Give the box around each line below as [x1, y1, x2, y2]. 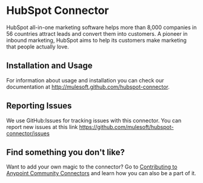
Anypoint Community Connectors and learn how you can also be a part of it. [6, 170, 196, 177]
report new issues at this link [6, 123, 78, 130]
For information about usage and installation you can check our [6, 76, 165, 84]
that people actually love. [6, 43, 69, 50]
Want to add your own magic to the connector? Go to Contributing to [6, 163, 178, 170]
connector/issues [6, 130, 50, 137]
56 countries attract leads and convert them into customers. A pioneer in [6, 30, 188, 37]
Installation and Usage [6, 61, 93, 71]
